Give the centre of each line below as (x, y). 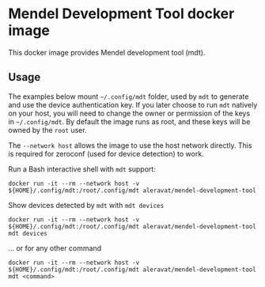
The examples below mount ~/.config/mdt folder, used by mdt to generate (129, 96)
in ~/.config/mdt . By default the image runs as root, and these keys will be (129, 121)
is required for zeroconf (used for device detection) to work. (106, 153)
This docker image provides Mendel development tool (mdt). (107, 52)
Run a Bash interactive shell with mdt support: (82, 169)
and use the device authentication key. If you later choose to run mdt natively (133, 104)
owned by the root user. (47, 130)
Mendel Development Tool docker (121, 14)
